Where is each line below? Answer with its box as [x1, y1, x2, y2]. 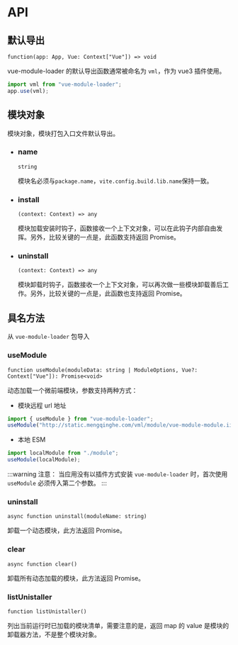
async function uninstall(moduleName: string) [7, 513, 147, 520]
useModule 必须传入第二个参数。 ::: [7, 479, 108, 488]
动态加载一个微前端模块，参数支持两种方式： [7, 386, 138, 394]
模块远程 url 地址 [17, 401, 67, 410]
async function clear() [7, 561, 78, 568]
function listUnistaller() [7, 607, 87, 615]
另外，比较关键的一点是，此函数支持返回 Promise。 [30, 233, 181, 242]
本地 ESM [17, 435, 46, 444]
